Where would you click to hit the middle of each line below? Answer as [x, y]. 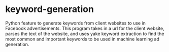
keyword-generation [49, 9]
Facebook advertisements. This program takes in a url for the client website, [85, 28]
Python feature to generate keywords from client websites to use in [76, 23]
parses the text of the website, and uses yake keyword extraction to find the [85, 33]
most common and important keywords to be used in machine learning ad [82, 39]
